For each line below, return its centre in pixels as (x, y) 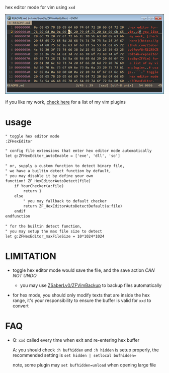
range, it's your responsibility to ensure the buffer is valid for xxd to (82, 300)
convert (21, 306)
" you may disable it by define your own (49, 176)
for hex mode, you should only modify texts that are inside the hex (81, 295)
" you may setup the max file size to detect (54, 231)
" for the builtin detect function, (44, 226)
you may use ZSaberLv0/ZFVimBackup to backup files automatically (91, 285)
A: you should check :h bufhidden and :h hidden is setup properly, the (86, 350)
